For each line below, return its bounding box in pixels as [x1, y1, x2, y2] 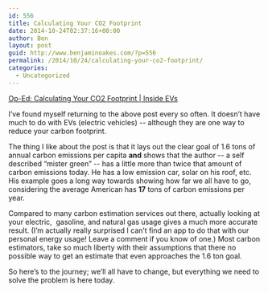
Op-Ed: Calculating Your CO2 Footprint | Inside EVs [8, 93, 179, 103]
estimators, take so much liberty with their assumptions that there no [8, 242, 237, 252]
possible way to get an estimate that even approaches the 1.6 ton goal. [8, 250, 243, 261]
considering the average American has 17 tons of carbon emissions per [8, 184, 245, 193]
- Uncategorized [15, 71, 70, 79]
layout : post [8, 42, 52, 50]
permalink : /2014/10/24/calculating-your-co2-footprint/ [8, 57, 204, 65]
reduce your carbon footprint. [8, 126, 107, 136]
